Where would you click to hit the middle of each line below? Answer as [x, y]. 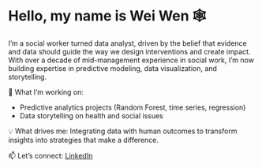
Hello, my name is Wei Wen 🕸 [107, 16]
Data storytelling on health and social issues [92, 115]
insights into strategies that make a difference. [84, 140]
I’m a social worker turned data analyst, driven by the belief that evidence [127, 43]
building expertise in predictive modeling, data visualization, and [112, 68]
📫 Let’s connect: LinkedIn [51, 155]
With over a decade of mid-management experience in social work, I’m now [131, 60]
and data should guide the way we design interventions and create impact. [129, 51]
